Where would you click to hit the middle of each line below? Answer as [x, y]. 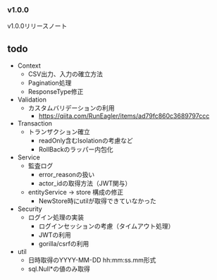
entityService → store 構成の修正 [76, 193]
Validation [32, 99]
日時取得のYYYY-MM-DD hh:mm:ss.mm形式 [92, 260]
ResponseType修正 [56, 92]
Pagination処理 [50, 83]
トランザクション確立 [59, 132]
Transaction [35, 123]
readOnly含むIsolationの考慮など [86, 141]
